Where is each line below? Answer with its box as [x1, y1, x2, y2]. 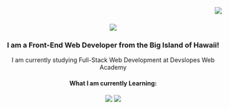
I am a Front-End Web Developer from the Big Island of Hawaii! [6, 41, 220, 50]
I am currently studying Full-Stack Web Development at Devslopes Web [11, 56, 215, 64]
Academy [99, 63, 127, 72]
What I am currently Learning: [69, 79, 157, 88]
